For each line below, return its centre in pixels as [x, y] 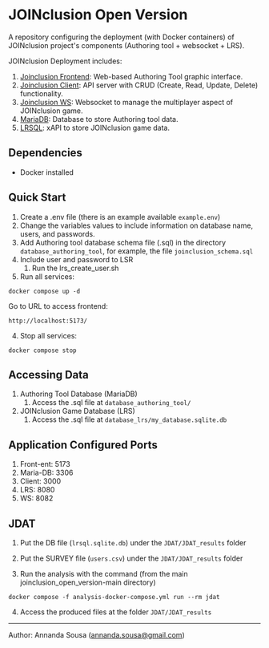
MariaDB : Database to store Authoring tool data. [99, 119]
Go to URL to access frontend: [58, 306]
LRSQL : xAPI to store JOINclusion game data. [95, 128]
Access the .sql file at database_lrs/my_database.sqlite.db [129, 419]
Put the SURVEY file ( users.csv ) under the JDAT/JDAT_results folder [131, 558]
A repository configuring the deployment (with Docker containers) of [121, 37]
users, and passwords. [57, 233]
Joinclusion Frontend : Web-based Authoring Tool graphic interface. [131, 76]
